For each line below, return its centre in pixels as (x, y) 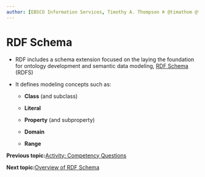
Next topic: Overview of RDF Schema (53, 167)
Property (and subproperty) (59, 119)
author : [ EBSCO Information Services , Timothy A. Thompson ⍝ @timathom (99, 12)
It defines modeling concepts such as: (63, 84)
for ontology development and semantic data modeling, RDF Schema (102, 66)
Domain (34, 132)
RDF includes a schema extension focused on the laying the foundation (105, 59)
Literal (33, 108)
